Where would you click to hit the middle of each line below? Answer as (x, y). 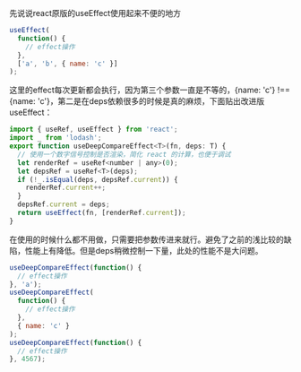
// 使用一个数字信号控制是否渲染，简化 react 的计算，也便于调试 (124, 154)
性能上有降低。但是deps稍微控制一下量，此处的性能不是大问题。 (144, 250)
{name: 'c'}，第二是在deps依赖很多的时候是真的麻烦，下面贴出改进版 (137, 101)
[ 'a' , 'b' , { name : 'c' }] (68, 64)
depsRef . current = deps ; (64, 204)
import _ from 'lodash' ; (56, 138)
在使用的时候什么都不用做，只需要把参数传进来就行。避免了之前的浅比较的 (146, 239)
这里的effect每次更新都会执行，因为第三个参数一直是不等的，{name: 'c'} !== (150, 90)
